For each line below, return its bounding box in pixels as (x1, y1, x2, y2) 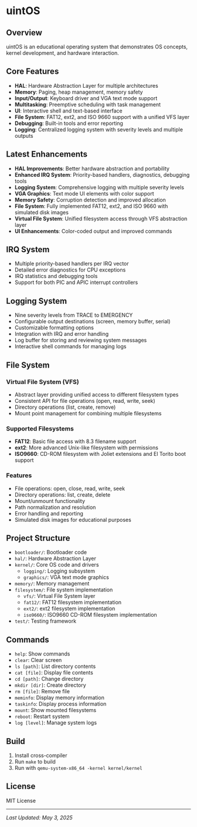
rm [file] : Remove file (14, 688, 70, 695)
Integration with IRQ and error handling (14, 330, 109, 338)
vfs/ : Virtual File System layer (23, 593, 96, 600)
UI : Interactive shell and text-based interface (14, 107, 123, 114)
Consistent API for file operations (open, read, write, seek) (14, 397, 155, 404)
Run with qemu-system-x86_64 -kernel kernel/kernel (14, 764, 142, 771)
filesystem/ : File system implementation (14, 586, 113, 593)
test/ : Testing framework (14, 617, 77, 625)
